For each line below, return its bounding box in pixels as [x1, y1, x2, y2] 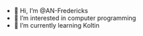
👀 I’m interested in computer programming [13, 14, 137, 22]
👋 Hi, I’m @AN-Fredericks [13, 7, 88, 15]
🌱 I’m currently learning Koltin [13, 21, 100, 29]
